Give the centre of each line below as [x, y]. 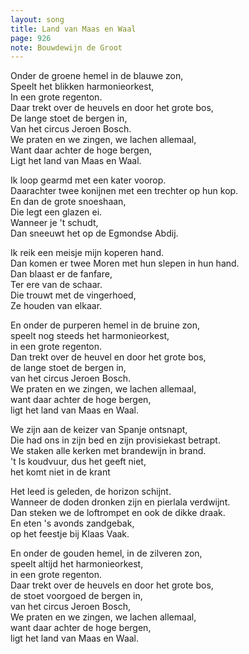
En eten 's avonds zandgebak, [72, 523]
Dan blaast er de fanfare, [61, 274]
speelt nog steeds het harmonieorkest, [90, 336]
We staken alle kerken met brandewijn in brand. [108, 451]
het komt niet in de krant [60, 472]
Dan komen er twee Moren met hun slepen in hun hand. [125, 263]
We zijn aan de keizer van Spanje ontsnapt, [99, 430]
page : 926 [31, 38]
